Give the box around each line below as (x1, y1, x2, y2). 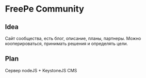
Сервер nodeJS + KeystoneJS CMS (5, 67, 78, 73)
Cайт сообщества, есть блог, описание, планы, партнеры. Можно (5, 35, 142, 41)
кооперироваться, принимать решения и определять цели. (5, 41, 128, 47)
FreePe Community (5, 3, 84, 15)
